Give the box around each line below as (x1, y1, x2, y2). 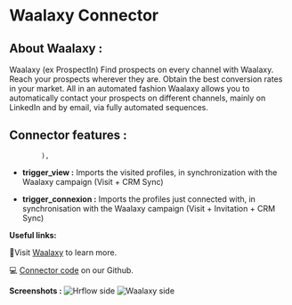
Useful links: (9, 229, 57, 240)
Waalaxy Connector (9, 5, 158, 26)
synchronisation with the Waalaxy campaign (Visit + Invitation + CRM (21, 203, 276, 213)
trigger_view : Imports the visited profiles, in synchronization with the (21, 166, 278, 178)
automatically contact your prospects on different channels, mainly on (9, 92, 266, 103)
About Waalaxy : (9, 41, 103, 56)
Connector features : (9, 128, 127, 143)
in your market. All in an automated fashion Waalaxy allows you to (9, 84, 250, 93)
